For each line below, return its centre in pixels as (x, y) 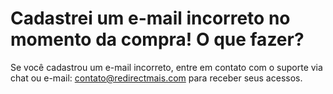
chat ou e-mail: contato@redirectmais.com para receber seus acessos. (156, 78)
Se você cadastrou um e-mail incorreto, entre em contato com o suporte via (166, 67)
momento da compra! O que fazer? (157, 39)
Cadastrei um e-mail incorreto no (150, 18)
